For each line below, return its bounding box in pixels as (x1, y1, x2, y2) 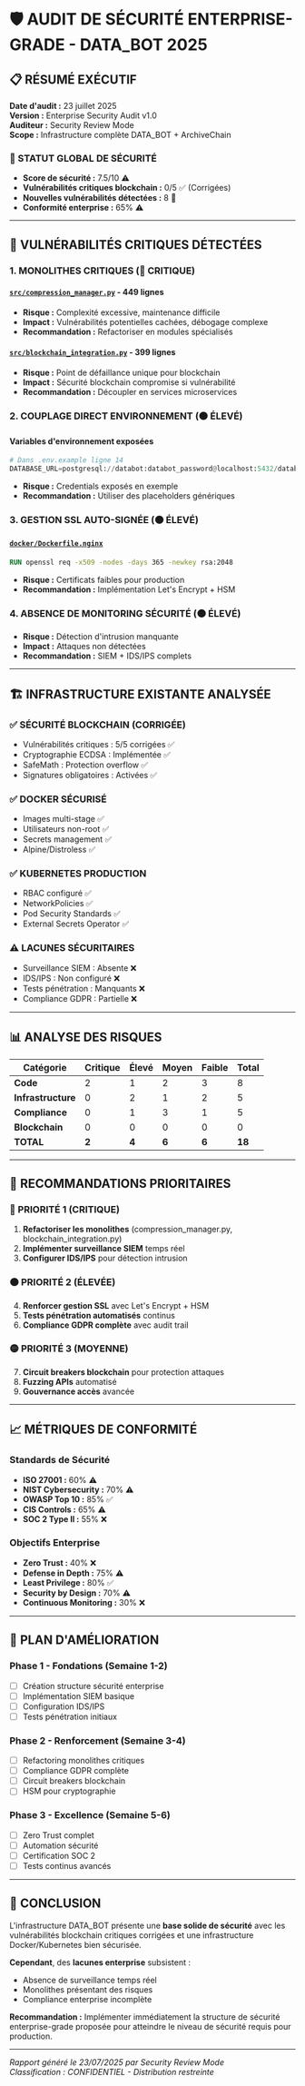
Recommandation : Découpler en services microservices (22, 387, 238, 398)
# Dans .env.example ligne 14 (9, 456, 124, 465)
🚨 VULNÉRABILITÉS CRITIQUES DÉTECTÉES (9, 237, 262, 252)
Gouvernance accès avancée (22, 1386, 134, 1397)
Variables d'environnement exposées (9, 435, 154, 447)
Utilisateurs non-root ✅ (22, 824, 110, 835)
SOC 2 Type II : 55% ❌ (22, 1513, 107, 1524)
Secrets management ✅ (22, 834, 112, 845)
